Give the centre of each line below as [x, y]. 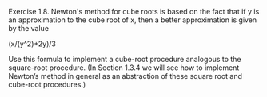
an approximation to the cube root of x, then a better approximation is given [133, 20]
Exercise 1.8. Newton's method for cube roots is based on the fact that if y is [134, 12]
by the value [29, 28]
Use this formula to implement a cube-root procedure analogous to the [125, 59]
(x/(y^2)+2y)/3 [32, 44]
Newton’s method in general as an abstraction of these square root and [125, 76]
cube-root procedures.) [47, 84]
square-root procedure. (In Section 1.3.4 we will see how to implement [124, 68]
